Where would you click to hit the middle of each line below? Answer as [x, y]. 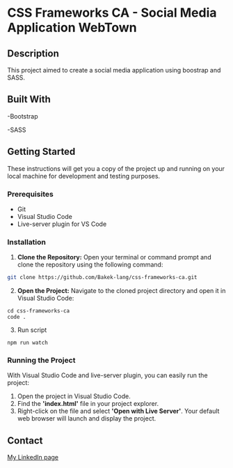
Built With [29, 99]
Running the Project [41, 361]
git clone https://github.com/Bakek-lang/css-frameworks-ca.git [102, 278]
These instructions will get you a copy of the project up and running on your [116, 168]
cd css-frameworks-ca [39, 311]
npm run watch [28, 343]
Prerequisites [30, 194]
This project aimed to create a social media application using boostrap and [114, 70]
